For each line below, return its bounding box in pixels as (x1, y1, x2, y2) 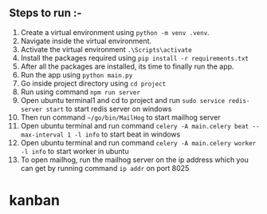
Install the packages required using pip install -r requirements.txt (20, 53, 249, 62)
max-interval (20, 131, 65, 139)
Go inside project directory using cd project (20, 78, 167, 88)
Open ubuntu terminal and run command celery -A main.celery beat (20, 121, 249, 130)
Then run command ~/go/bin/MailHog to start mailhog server (20, 112, 222, 122)
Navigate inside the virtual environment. (20, 36, 152, 46)
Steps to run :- (9, 6, 82, 20)
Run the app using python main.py (20, 69, 133, 79)
